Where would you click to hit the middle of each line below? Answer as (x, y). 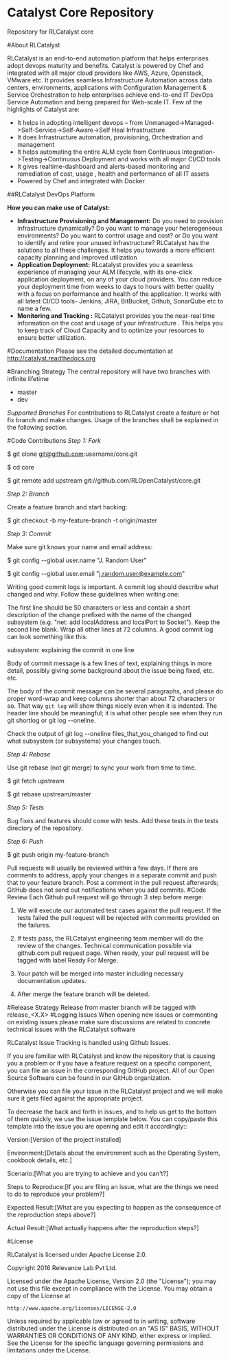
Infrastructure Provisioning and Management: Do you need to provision (120, 220)
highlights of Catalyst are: (44, 109)
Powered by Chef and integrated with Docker (81, 181)
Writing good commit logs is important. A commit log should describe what (113, 587)
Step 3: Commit (29, 533)
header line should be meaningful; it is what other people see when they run (115, 713)
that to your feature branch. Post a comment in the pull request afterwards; (113, 882)
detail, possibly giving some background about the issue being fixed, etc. (111, 670)
